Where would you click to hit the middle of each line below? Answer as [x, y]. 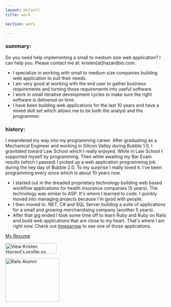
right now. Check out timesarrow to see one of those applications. [82, 226]
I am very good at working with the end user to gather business [79, 83]
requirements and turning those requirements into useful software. [83, 89]
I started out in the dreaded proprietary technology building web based [87, 183]
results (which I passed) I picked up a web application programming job [80, 162]
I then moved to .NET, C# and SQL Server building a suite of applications [89, 204]
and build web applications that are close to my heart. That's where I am [89, 220]
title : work [18, 15]
